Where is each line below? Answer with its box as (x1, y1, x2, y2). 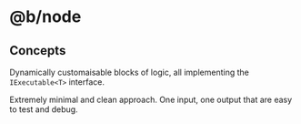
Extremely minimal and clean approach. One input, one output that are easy (9, 94, 293, 105)
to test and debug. (9, 104, 79, 115)
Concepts (9, 43, 66, 58)
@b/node (9, 6, 82, 27)
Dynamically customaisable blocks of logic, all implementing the (9, 67, 250, 77)
